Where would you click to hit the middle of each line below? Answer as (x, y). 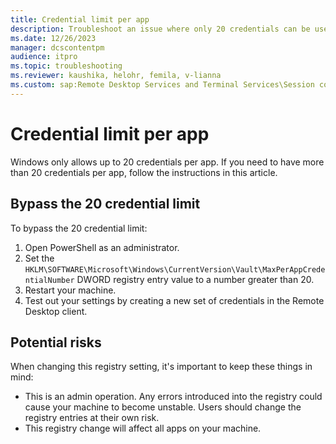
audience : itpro (44, 57)
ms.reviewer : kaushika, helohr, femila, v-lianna (116, 76)
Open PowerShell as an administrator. (102, 247)
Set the (39, 258)
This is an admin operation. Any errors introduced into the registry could (173, 397)
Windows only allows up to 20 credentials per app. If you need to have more (167, 162)
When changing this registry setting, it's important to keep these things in (161, 367)
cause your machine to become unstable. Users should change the (163, 407)
